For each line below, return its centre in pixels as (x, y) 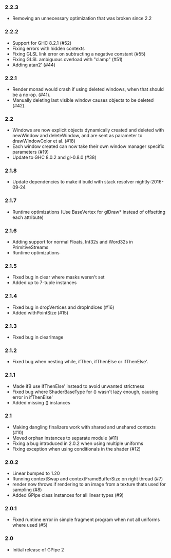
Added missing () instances (41, 402)
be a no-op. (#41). (31, 95)
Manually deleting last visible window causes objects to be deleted (83, 100)
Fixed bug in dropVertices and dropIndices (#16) (63, 307)
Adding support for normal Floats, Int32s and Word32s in (72, 242)
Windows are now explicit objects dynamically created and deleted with (88, 130)
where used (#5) (30, 525)
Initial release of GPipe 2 (38, 550)
